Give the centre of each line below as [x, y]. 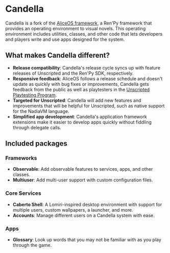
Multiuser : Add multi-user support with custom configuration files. [83, 180]
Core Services [23, 193]
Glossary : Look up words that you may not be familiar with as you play [87, 240]
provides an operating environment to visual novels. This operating [76, 28]
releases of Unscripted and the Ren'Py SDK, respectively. [73, 73]
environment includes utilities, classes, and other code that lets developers [84, 34]
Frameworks [21, 158]
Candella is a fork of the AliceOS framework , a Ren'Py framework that [79, 23]
